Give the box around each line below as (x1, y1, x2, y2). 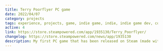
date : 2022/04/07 (5, 12, 40, 17)
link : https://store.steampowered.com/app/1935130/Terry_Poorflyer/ (5, 30, 147, 34)
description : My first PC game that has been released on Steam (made (5, 39, 151, 44)
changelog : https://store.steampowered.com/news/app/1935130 (5, 34, 131, 39)
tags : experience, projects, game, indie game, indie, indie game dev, (5, 20, 153, 26)
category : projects (5, 16, 45, 21)
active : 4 (5, 25, 25, 30)
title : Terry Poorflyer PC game (5, 7, 70, 12)
